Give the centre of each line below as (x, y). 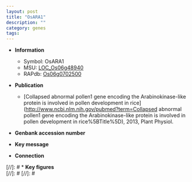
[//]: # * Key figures (30, 167)
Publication (29, 85)
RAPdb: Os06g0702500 (52, 74)
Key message (32, 144)
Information (29, 50)
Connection (29, 156)
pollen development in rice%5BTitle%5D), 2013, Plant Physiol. (98, 122)
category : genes (26, 28)
